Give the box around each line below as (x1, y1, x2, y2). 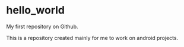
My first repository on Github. (6, 23, 78, 30)
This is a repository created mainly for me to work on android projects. (6, 34, 179, 41)
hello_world (6, 4, 65, 17)
